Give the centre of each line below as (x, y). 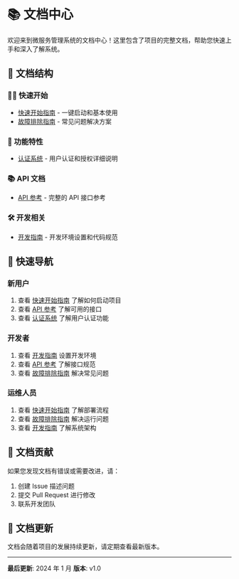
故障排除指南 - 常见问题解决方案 (65, 121)
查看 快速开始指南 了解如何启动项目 (69, 300)
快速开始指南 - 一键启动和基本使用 (68, 112)
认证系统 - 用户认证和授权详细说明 (68, 158)
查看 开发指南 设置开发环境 (57, 355)
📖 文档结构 (30, 74)
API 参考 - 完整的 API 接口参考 (62, 198)
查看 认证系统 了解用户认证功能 (63, 318)
